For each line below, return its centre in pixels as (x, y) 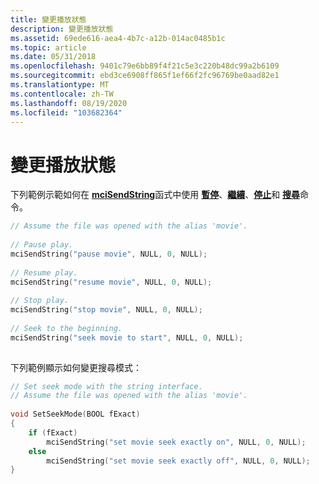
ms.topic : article (48, 47)
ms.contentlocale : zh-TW (62, 94)
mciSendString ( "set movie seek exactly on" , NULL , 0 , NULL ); (176, 442)
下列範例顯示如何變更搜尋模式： (76, 367)
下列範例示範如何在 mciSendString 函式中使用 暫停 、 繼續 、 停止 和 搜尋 (155, 195)
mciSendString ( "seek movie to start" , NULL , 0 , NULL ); (127, 337)
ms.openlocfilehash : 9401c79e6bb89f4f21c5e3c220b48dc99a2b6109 (145, 66)
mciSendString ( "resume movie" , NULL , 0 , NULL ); (111, 282)
